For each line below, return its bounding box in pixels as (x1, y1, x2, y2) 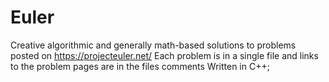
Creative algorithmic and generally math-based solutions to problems (10, 39, 297, 51)
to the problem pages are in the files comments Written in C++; (10, 60, 270, 72)
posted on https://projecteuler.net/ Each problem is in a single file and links (10, 49, 319, 61)
